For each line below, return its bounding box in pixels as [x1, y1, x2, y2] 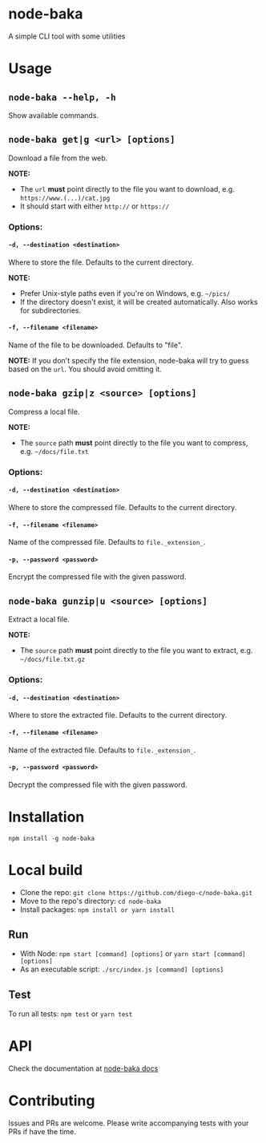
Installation [8, 808, 85, 826]
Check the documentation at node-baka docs [8, 1064, 159, 1073]
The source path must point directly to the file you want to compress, [19, 438, 248, 448]
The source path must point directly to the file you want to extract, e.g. [19, 646, 253, 655]
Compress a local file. [8, 407, 80, 416]
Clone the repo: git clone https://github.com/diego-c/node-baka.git [19, 887, 253, 897]
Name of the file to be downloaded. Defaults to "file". [8, 340, 183, 350]
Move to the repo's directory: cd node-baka [19, 896, 162, 906]
